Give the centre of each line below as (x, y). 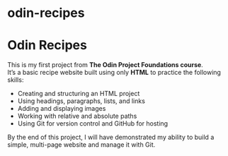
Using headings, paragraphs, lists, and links (81, 101)
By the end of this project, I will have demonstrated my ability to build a (111, 137)
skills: (16, 80)
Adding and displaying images (62, 109)
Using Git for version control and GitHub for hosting (93, 124)
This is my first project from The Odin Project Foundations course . (105, 65)
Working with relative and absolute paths (77, 116)
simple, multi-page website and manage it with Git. (81, 145)
